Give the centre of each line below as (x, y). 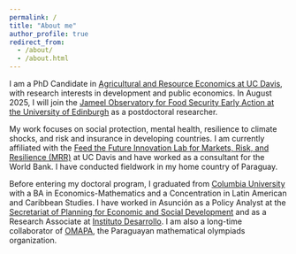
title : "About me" (43, 26)
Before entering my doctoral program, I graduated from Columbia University (147, 184)
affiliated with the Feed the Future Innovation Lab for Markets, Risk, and (139, 148)
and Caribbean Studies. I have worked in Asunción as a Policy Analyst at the (148, 203)
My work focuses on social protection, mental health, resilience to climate (143, 129)
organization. (33, 240)
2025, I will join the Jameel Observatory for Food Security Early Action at (142, 102)
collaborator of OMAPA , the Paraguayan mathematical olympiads (127, 231)
